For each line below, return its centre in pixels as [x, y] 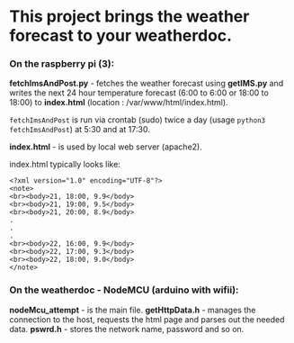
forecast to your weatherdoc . [120, 36]
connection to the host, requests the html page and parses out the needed [147, 319]
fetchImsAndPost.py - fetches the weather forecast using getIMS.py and [147, 84]
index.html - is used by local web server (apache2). [106, 147]
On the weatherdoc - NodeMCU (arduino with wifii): [124, 290]
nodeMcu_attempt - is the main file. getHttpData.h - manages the [133, 310]
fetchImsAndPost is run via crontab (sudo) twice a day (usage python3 [138, 120]
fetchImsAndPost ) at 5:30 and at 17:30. [80, 130]
